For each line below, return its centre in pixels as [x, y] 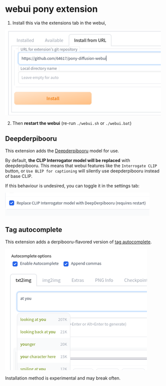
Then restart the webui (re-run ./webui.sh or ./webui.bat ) [72, 123]
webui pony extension [51, 9]
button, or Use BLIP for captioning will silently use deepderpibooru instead [82, 171]
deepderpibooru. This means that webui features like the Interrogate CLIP [81, 165]
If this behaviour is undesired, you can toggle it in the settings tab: [72, 186]
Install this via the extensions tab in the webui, [59, 23]
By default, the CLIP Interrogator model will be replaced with [68, 160]
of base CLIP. [19, 176]
